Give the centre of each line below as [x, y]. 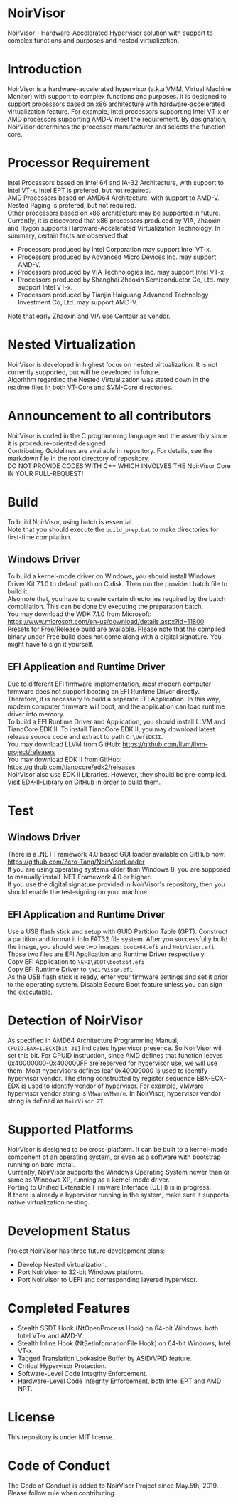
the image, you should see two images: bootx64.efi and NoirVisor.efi [111, 947]
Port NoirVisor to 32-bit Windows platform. [80, 1272]
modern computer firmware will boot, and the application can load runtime [116, 706]
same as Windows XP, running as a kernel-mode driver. [89, 1180]
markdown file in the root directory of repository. [79, 458]
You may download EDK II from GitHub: [65, 760]
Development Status [69, 1231]
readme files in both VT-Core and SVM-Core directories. [90, 387]
